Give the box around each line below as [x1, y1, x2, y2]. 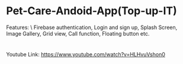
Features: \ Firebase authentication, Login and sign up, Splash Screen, [6, 24, 178, 31]
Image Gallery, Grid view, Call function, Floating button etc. [6, 30, 150, 37]
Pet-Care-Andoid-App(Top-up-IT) [6, 4, 178, 18]
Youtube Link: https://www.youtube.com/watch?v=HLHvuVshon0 [6, 51, 166, 58]
